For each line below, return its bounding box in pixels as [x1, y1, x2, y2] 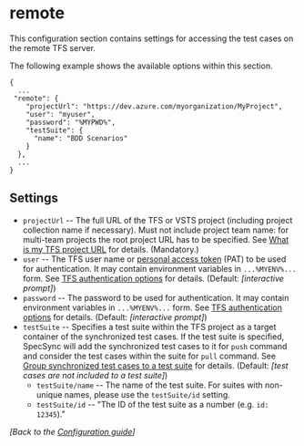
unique [35, 389, 63, 399]
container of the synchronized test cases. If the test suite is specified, [22, 331, 285, 342]
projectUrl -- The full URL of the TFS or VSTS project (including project [22, 214, 293, 225]
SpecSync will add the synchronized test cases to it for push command [22, 340, 288, 351]
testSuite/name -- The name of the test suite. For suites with [35, 379, 264, 390]
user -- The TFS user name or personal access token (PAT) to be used [22, 254, 287, 264]
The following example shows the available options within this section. [9, 60, 273, 71]
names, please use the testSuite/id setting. [64, 389, 230, 399]
